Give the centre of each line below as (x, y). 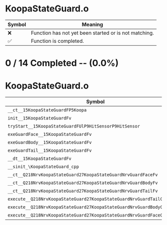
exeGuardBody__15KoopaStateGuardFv (50, 143)
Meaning (92, 24)
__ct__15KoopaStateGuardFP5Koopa (47, 110)
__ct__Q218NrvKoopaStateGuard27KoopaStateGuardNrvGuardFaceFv (83, 175)
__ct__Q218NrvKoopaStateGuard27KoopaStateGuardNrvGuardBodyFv (83, 183)
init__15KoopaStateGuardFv (40, 118)
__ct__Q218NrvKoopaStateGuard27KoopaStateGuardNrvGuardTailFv (83, 191)
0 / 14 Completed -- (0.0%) (62, 63)
